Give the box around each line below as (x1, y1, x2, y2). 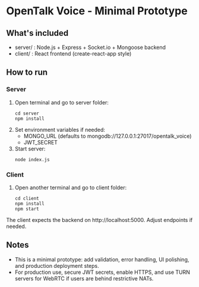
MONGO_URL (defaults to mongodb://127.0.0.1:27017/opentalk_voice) (23, 132, 192, 140)
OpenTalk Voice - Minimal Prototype (6, 4, 188, 18)
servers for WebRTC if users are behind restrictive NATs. (14, 274, 154, 282)
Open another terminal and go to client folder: (14, 184, 127, 191)
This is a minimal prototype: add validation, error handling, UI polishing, (14, 255, 189, 263)
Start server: (14, 145, 46, 152)
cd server (14, 110, 40, 116)
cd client (14, 195, 40, 201)
